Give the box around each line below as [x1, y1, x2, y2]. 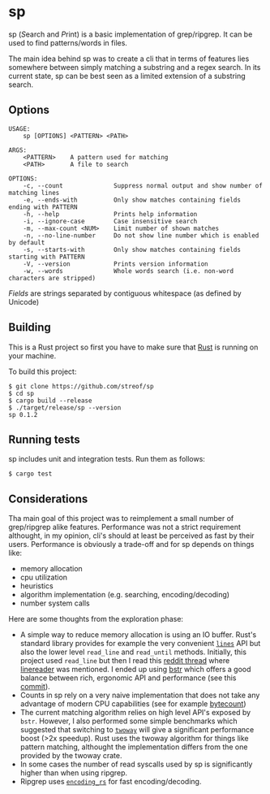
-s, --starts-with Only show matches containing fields [23, 245, 242, 254]
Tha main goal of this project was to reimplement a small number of [8, 514, 234, 523]
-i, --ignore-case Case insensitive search [23, 217, 198, 225]
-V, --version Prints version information [23, 259, 208, 268]
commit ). [19, 682, 50, 692]
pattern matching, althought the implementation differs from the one [19, 742, 248, 752]
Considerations [8, 492, 88, 505]
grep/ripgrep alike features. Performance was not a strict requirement [8, 523, 242, 532]
